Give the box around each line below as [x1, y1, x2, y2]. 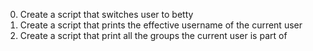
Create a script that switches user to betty [19, 9, 194, 20]
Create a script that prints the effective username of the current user [19, 19, 303, 31]
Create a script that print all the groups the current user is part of [19, 30, 288, 41]
